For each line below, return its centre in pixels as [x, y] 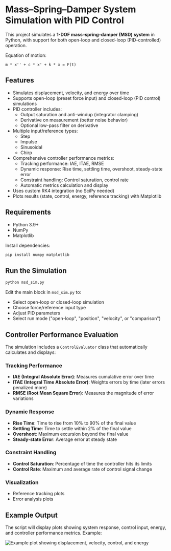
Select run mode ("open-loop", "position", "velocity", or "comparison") [87, 319]
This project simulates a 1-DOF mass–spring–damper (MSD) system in [80, 34]
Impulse [29, 141]
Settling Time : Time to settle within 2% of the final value [72, 428]
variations [23, 398]
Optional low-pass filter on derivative [59, 125]
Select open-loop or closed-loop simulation [58, 302]
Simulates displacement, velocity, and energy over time [71, 93]
